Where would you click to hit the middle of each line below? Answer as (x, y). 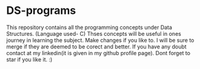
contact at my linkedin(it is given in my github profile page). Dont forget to (98, 53)
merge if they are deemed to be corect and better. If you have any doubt (96, 47)
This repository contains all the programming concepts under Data (89, 27)
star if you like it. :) (29, 59)
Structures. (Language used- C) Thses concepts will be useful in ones (94, 33)
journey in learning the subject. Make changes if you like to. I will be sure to (100, 40)
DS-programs (41, 11)
